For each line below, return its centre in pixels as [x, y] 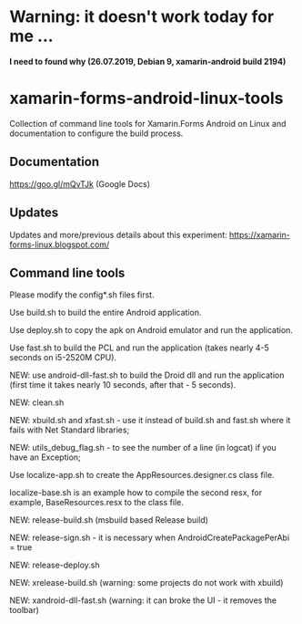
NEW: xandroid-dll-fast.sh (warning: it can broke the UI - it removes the [143, 600]
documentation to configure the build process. [96, 133]
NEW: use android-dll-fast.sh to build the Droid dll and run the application [147, 375]
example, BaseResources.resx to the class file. [96, 503]
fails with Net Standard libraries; [70, 430]
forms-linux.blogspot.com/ [60, 244]
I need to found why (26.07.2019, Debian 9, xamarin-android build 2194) [148, 61]
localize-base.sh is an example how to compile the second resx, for [136, 493]
